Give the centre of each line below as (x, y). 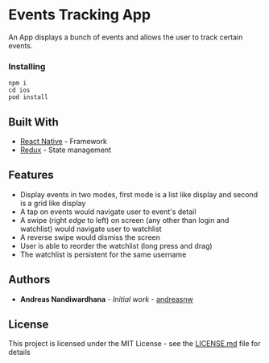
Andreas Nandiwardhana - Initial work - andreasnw (106, 299)
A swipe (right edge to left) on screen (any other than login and (124, 220)
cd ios (19, 90)
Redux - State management (65, 150)
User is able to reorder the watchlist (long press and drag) (116, 245)
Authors (29, 280)
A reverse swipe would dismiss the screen (90, 237)
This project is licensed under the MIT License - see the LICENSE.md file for (134, 344)
